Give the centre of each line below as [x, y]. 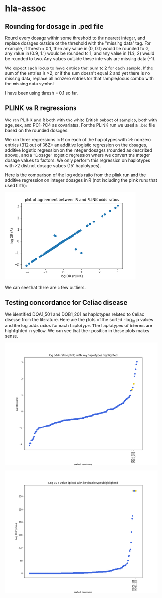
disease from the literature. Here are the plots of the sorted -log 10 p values [79, 320]
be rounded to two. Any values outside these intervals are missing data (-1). [80, 59]
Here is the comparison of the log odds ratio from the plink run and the [75, 175]
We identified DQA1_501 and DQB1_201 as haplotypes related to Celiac [75, 314]
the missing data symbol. [30, 84]
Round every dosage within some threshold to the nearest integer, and [75, 38]
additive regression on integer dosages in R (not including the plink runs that [81, 180]
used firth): [16, 185]
